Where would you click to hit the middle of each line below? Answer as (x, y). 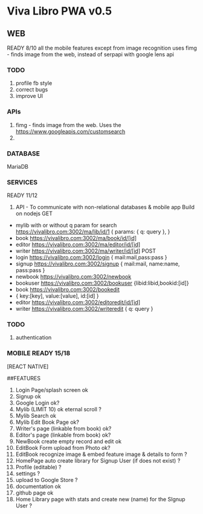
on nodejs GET (34, 213)
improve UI (29, 96)
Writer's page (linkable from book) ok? (63, 428)
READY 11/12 (22, 195)
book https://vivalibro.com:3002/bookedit (68, 290)
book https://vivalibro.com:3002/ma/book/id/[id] (76, 238)
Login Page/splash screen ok (52, 390)
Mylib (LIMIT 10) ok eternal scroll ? (58, 409)
